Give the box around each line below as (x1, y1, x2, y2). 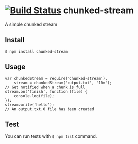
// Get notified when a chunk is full (5, 85, 85, 90)
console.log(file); (14, 93, 55, 98)
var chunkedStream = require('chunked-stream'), (5, 76, 108, 81)
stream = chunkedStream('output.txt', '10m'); (14, 80, 112, 85)
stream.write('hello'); (5, 102, 55, 107)
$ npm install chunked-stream (5, 49, 68, 54)
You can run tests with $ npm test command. (5, 133, 97, 139)
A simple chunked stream (5, 21, 58, 27)
